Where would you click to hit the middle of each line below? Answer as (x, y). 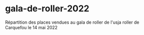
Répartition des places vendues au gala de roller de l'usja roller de (72, 22)
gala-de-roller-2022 (47, 9)
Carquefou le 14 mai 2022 (31, 27)
